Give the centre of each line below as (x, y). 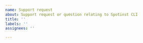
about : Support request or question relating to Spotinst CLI (71, 14)
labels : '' (17, 24)
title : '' (16, 19)
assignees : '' (20, 28)
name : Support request (29, 10)
